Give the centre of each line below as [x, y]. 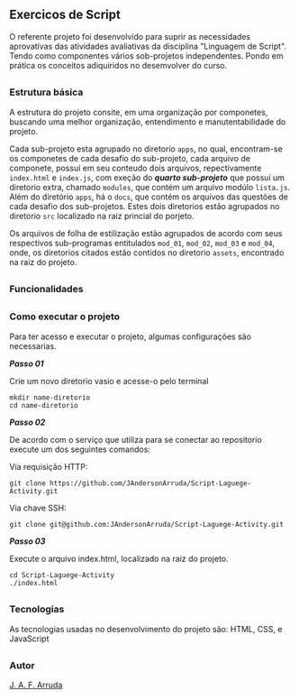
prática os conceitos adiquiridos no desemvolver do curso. [118, 65]
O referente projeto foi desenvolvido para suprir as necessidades [130, 36]
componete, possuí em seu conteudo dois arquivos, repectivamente [136, 168]
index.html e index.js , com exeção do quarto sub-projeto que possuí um [147, 177]
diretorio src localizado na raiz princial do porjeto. [102, 216]
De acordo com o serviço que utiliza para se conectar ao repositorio [136, 439]
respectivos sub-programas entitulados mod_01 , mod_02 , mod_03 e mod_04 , [142, 243]
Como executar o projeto [64, 317]
